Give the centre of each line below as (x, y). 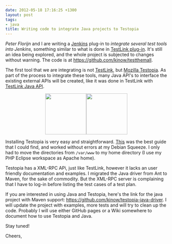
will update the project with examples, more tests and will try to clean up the (86, 205)
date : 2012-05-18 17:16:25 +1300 (41, 10)
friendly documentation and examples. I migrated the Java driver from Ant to (86, 174)
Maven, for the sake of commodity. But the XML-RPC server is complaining (84, 179)
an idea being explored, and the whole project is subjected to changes (80, 55)
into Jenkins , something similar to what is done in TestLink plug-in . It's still (84, 49)
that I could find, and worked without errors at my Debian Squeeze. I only (83, 147)
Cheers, (14, 236)
